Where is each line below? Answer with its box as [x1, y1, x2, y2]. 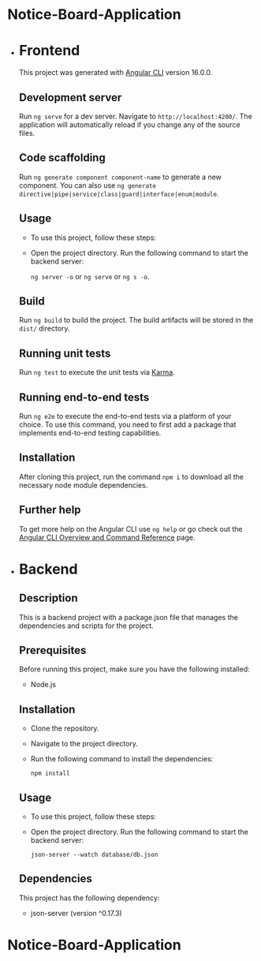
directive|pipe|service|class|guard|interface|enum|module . [18, 189, 219, 198]
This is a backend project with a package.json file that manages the [18, 612, 238, 622]
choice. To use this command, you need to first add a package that [18, 420, 237, 429]
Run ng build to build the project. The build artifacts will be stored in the [18, 316, 254, 325]
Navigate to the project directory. [30, 739, 139, 749]
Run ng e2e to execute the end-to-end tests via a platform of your [18, 412, 232, 421]
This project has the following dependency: [18, 893, 160, 903]
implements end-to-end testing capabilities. [18, 428, 162, 437]
